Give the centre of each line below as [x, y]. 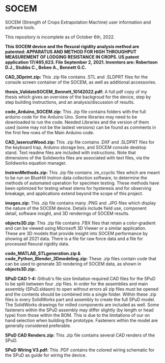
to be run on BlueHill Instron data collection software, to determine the [76, 178]
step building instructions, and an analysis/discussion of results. [70, 102]
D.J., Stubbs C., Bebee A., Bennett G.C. [46, 67]
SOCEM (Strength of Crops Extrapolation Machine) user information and [78, 22]
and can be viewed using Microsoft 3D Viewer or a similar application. [76, 228]
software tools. [20, 27]
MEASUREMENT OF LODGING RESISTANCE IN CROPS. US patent [72, 57]
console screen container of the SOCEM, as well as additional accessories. [81, 82]
